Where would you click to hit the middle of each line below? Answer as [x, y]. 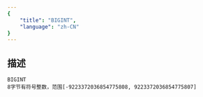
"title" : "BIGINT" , [48, 20]
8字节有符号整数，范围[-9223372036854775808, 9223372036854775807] [102, 87]
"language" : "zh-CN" [50, 27]
